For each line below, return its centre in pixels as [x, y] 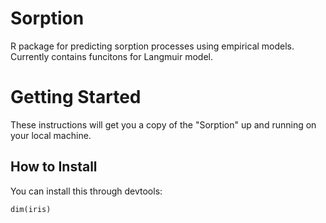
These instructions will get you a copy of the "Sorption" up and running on [163, 124]
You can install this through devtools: [86, 191]
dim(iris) [31, 209]
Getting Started [76, 97]
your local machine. [51, 135]
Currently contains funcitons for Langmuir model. [111, 56]
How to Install [54, 167]
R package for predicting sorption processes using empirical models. [152, 46]
